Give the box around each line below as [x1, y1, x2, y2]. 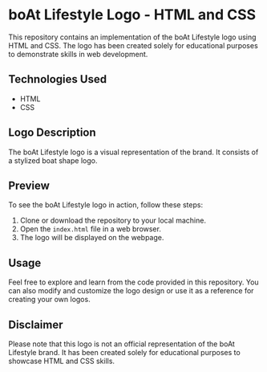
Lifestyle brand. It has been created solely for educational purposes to [8, 348, 241, 357]
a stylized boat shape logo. [8, 155, 98, 166]
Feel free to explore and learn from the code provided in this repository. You [8, 277, 259, 287]
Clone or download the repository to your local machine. [19, 215, 207, 226]
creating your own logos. [8, 295, 91, 305]
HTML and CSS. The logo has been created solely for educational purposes [8, 40, 258, 50]
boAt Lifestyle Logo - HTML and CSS [8, 6, 257, 24]
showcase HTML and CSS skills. [8, 356, 115, 366]
